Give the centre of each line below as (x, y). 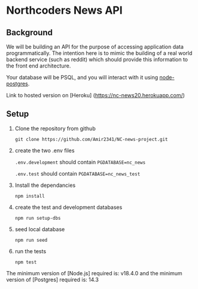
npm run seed (31, 240)
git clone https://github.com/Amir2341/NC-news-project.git (91, 139)
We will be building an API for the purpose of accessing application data (95, 47)
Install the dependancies (45, 185)
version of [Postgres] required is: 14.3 (52, 279)
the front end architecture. (39, 66)
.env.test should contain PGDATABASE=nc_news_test (77, 173)
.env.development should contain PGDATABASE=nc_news (80, 162)
